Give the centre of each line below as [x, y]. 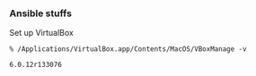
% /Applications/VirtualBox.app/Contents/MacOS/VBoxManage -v [128, 49]
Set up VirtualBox [41, 33]
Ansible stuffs [40, 13]
